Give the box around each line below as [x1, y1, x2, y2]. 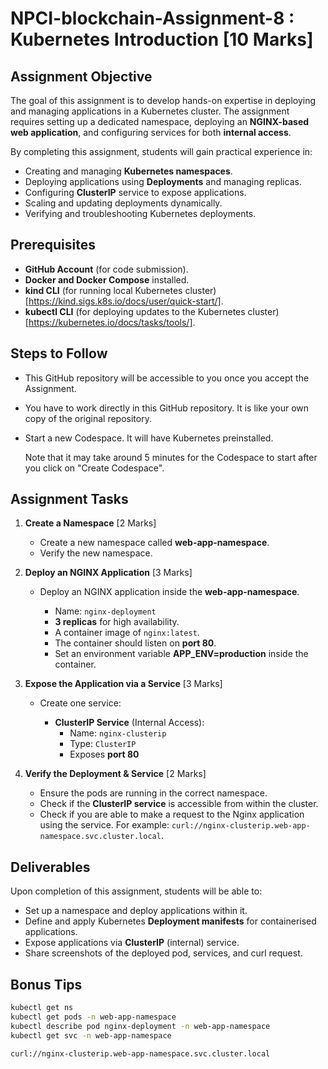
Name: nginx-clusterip [69, 727, 167, 739]
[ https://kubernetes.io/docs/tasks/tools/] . [24, 316, 196, 328]
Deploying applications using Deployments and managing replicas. [24, 176, 302, 187]
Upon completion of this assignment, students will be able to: [10, 885, 263, 897]
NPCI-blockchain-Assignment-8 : [10, 7, 295, 30]
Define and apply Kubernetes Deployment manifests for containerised [24, 915, 317, 927]
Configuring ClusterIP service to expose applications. [24, 187, 247, 198]
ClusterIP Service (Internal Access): [54, 717, 205, 729]
